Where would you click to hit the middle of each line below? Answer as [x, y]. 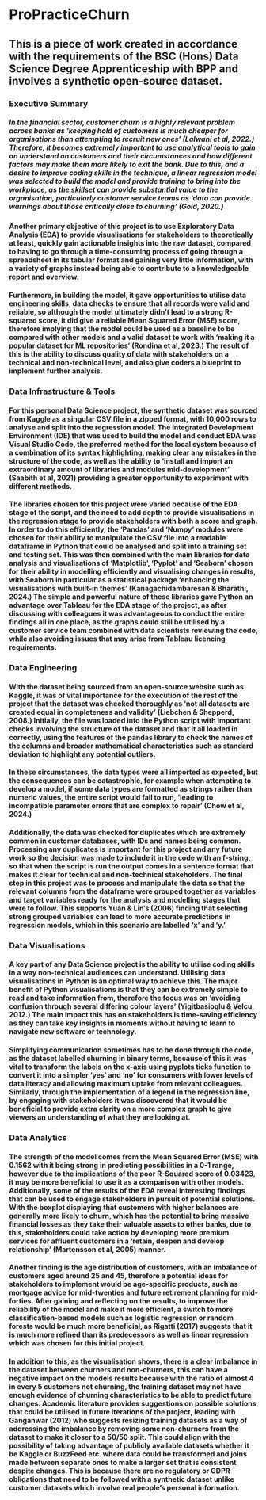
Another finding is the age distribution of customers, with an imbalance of [133, 1267]
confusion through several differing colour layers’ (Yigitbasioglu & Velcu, [132, 1006]
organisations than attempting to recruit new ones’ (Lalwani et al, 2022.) [132, 139]
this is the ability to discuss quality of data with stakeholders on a [119, 354]
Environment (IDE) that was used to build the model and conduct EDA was [133, 435]
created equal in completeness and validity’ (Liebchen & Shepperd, [122, 712]
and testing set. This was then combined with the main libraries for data [129, 555]
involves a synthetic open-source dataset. [116, 81]
